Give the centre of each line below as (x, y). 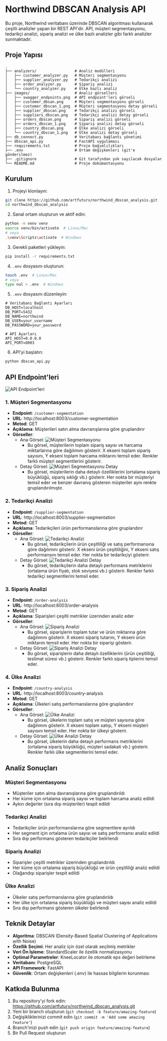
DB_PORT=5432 (19, 312)
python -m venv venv (27, 224)
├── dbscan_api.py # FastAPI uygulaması (62, 141)
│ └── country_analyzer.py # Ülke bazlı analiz (61, 88)
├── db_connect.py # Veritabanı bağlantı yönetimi (73, 137)
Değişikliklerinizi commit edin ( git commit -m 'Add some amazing (78, 1017)
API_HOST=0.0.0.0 (23, 339)
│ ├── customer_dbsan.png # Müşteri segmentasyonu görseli (74, 102)
